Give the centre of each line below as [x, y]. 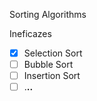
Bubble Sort [48, 65]
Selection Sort [53, 53]
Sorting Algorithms [48, 14]
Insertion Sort [52, 76]
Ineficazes [30, 33]
